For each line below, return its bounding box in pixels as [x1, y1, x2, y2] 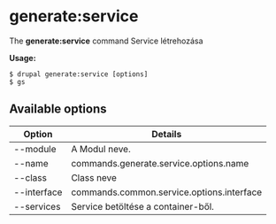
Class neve [70, 171, 118, 183]
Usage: [9, 52, 37, 63]
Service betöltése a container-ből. [70, 200, 215, 212]
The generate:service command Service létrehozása [9, 35, 203, 46]
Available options [9, 102, 108, 117]
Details [151, 127, 182, 140]
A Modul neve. [70, 143, 131, 155]
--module [13, 143, 57, 155]
